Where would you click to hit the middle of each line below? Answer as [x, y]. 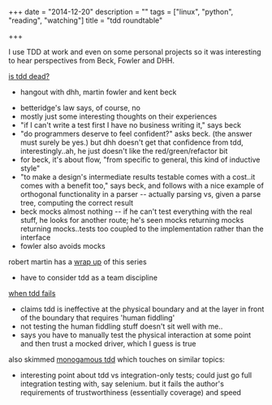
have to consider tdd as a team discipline [89, 277]
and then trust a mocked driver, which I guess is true [108, 344]
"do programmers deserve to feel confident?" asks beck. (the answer [136, 134]
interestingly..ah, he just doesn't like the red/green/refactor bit [124, 151]
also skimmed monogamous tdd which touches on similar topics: [117, 359]
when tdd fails [32, 293]
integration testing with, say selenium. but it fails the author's [122, 384]
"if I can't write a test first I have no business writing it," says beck [131, 125]
